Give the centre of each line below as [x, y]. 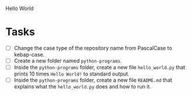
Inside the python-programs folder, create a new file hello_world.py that [99, 67]
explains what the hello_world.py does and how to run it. [82, 87]
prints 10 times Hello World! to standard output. [72, 74]
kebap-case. [29, 54]
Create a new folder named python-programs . [68, 61]
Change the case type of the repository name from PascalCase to [93, 48]
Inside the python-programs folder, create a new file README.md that [93, 80]
